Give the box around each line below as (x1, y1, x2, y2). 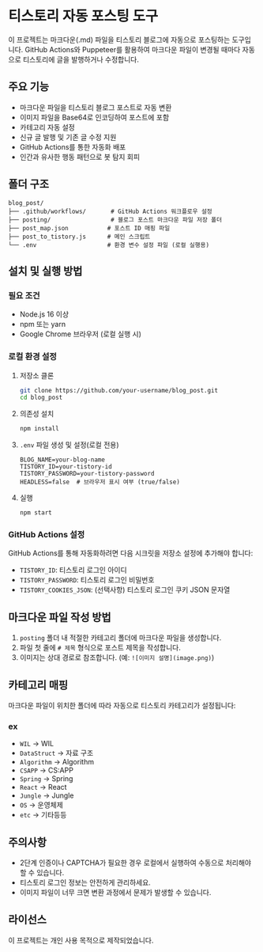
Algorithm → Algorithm (19, 757, 95, 767)
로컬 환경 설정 (8, 351, 58, 362)
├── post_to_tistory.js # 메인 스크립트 (8, 233, 151, 241)
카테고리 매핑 (8, 678, 69, 692)
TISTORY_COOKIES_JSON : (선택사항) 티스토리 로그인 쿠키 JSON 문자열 (19, 585, 231, 594)
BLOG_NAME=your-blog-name (19, 456, 105, 464)
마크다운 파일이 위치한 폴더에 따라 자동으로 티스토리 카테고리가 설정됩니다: (8, 700, 236, 710)
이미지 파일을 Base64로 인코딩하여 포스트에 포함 (19, 112, 170, 122)
